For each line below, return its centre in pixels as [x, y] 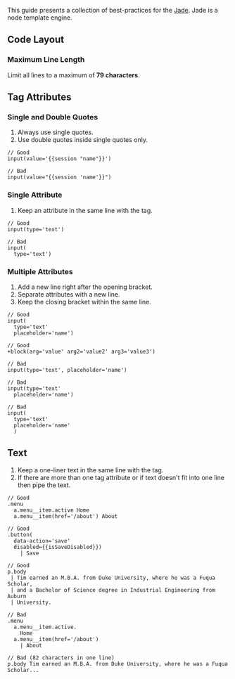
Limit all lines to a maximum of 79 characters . [74, 75]
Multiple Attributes [40, 271]
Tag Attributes [39, 97]
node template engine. [40, 18]
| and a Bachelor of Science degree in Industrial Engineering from [113, 590]
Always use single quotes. [55, 132]
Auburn [17, 596]
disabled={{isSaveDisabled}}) [58, 547]
